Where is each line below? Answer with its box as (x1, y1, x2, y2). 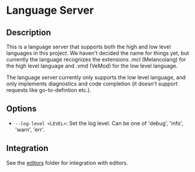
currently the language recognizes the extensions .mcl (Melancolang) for (6, 56, 187, 63)
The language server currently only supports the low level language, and (6, 74, 186, 81)
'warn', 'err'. (14, 126, 45, 133)
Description (6, 27, 51, 38)
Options (6, 104, 37, 114)
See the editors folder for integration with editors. (6, 159, 128, 166)
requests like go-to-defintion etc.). (6, 87, 92, 93)
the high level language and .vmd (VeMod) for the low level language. (6, 62, 178, 69)
